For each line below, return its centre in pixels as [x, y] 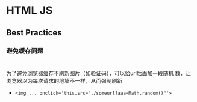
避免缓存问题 [25, 50]
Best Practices [34, 33]
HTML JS [30, 10]
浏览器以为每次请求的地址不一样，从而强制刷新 [64, 80]
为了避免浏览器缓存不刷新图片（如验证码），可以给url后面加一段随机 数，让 [99, 73]
